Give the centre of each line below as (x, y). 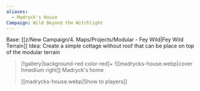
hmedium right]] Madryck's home (62, 70)
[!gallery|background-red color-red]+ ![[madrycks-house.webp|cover (107, 64)
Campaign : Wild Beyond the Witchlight (54, 23)
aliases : (17, 12)
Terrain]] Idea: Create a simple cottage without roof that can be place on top (100, 46)
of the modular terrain (33, 52)
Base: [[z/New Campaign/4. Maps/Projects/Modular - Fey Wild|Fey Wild (95, 40)
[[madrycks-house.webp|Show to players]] (74, 81)
